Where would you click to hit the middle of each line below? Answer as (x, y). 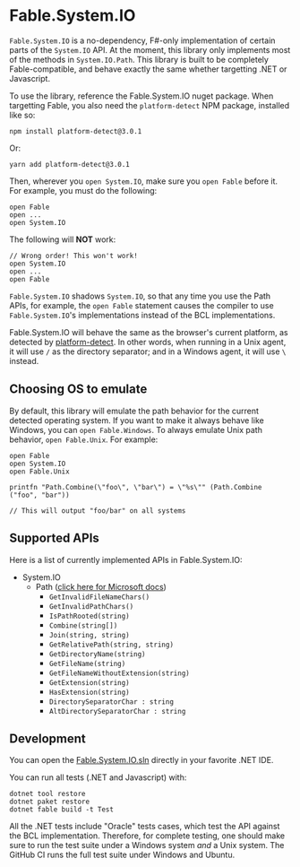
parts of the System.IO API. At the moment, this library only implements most (150, 49)
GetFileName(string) (87, 663)
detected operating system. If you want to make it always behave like (137, 420)
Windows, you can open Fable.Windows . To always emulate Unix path (136, 429)
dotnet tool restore (48, 794)
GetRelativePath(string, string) (111, 645)
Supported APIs (55, 538)
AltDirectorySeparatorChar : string (117, 711)
